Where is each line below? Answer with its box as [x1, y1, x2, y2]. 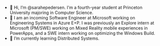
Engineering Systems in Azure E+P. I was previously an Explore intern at [9, 20, 155, 26]
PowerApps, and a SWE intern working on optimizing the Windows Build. [9, 31, 156, 36]
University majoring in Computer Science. [9, 10, 93, 15]
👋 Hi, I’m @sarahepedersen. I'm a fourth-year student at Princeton [9, 5, 142, 10]
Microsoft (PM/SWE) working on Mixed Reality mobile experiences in [9, 25, 148, 31]
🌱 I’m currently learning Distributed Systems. [9, 35, 100, 41]
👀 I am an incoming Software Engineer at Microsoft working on [9, 15, 135, 20]
